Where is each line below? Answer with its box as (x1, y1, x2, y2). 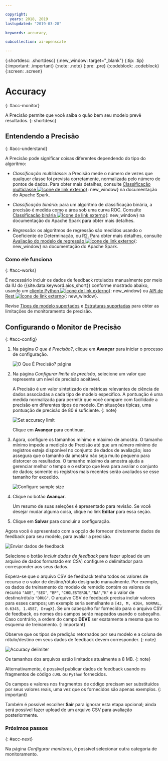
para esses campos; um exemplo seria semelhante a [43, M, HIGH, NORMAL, (5, 600, 162, 606)
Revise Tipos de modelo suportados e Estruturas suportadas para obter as (5, 303, 159, 309)
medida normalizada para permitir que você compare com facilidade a (12, 396, 158, 403)
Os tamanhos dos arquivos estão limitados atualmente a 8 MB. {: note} (5, 656, 151, 662)
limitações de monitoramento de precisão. (5, 308, 92, 315)
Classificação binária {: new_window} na (12, 212, 145, 218)
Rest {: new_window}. (5, 293, 99, 299)
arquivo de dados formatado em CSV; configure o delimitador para (5, 558, 143, 564)
